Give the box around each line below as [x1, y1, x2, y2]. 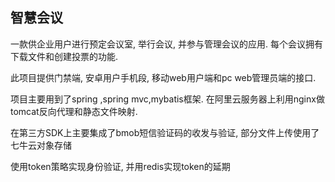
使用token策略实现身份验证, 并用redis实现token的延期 [10, 160, 231, 172]
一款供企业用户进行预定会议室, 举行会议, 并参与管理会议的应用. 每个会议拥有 [10, 38, 323, 50]
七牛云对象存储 [10, 139, 72, 151]
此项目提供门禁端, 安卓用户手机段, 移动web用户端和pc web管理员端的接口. [10, 71, 317, 83]
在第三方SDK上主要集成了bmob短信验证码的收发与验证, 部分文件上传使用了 [10, 126, 320, 138]
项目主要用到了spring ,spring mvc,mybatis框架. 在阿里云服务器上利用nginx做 [10, 93, 325, 105]
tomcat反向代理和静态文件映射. [10, 105, 138, 117]
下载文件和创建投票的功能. [10, 50, 119, 62]
